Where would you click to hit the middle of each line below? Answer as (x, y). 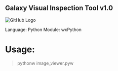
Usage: (20, 49)
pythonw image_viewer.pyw (45, 63)
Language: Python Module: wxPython (43, 30)
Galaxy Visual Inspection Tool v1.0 (59, 8)
